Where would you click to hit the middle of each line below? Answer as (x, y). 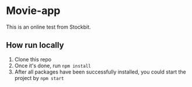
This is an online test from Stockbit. (49, 27)
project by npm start (39, 78)
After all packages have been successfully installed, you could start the (100, 72)
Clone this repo (33, 59)
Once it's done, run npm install (53, 65)
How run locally (35, 45)
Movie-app (33, 11)
